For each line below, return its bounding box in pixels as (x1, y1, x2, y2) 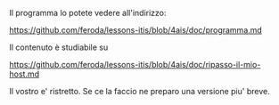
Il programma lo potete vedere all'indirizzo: (9, 8, 167, 18)
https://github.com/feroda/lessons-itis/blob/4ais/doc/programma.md (9, 25, 263, 35)
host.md (9, 69, 40, 79)
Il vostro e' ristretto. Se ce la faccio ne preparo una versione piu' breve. (9, 86, 270, 96)
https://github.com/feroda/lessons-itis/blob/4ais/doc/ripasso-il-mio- (9, 60, 261, 69)
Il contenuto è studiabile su (9, 42, 109, 52)
